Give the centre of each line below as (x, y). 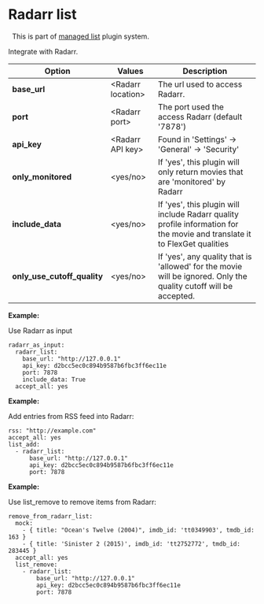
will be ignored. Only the (202, 276)
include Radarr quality (198, 214)
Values (130, 71)
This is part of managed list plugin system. (80, 36)
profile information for (198, 224)
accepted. (176, 295)
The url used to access (200, 84)
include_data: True (54, 380)
